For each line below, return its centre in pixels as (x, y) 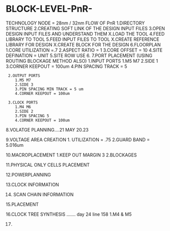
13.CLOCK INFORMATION (32, 185)
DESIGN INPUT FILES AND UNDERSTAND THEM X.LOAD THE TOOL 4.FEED (85, 34)
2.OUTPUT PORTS (24, 75)
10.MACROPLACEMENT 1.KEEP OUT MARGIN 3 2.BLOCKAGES (71, 155)
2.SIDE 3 (24, 85)
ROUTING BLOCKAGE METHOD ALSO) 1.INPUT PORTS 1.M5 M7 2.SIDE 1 (82, 61)
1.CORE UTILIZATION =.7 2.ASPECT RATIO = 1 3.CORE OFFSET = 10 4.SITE (84, 50)
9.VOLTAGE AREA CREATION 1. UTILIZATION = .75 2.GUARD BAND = (78, 139)
